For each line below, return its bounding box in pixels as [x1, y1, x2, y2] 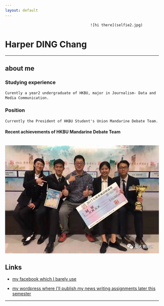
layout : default [5, 8, 38, 13]
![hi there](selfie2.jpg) [90, 23, 143, 27]
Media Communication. [5, 95, 49, 100]
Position [5, 107, 25, 114]
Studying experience [5, 79, 56, 86]
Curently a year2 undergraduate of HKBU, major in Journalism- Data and [5, 91, 156, 95]
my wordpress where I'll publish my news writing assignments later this [12, 285, 156, 291]
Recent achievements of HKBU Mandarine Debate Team [5, 129, 121, 135]
